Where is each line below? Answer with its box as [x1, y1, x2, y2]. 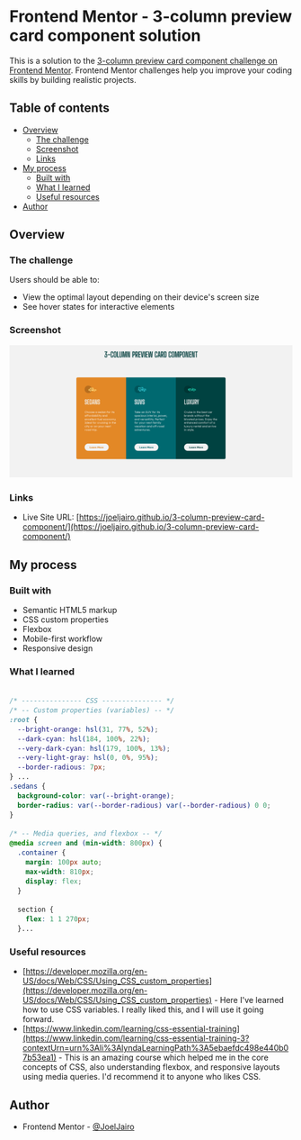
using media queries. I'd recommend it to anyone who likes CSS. [22, 1072, 261, 1082]
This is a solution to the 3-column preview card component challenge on [9, 55, 279, 66]
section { [17, 905, 54, 915]
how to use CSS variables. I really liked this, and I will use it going [22, 1004, 264, 1015]
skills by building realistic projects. [9, 74, 137, 85]
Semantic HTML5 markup [22, 604, 118, 615]
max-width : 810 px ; [25, 867, 94, 876]
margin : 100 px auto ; [25, 858, 102, 867]
